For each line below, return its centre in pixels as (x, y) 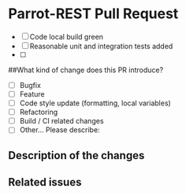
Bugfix (30, 85)
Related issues (45, 183)
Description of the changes (76, 155)
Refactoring (39, 112)
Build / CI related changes (61, 121)
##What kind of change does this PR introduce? (86, 70)
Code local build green (67, 36)
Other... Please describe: (60, 130)
